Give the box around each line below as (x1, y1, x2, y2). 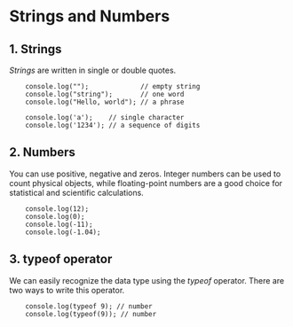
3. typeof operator (9, 252, 113, 267)
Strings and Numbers (9, 6, 170, 27)
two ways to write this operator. (9, 284, 125, 295)
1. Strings (9, 42, 62, 57)
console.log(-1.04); (25, 228, 101, 237)
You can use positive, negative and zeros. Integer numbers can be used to (9, 168, 281, 179)
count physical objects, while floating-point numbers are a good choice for (9, 177, 282, 188)
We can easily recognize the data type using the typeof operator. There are (9, 275, 285, 285)
